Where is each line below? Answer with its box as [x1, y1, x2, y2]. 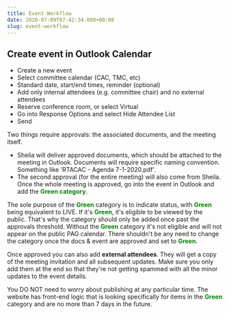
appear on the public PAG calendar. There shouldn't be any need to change [7, 230, 219, 238]
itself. [7, 138, 23, 146]
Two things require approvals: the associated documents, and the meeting [7, 131, 217, 139]
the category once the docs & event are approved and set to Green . [7, 237, 198, 245]
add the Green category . [16, 188, 87, 196]
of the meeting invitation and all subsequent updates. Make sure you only [7, 257, 214, 266]
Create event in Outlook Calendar [7, 48, 152, 60]
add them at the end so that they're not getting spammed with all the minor [7, 265, 218, 273]
